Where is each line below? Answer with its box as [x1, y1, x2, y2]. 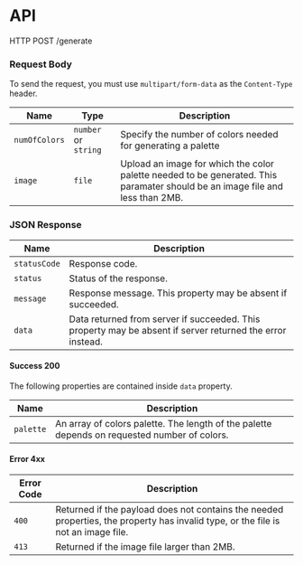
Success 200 [9, 361, 60, 372]
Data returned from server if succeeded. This [69, 313, 261, 325]
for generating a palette [120, 139, 220, 152]
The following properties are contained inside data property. [9, 381, 233, 391]
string [73, 146, 102, 155]
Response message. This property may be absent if [69, 287, 288, 299]
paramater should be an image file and [120, 180, 284, 193]
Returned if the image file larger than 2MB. [55, 540, 236, 552]
